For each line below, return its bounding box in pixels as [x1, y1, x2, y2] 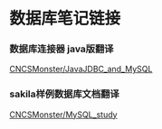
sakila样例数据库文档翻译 [9, 88, 119, 100]
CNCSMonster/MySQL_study [9, 109, 118, 120]
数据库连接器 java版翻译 [9, 42, 114, 55]
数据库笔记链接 [9, 8, 121, 29]
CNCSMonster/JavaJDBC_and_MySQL [9, 64, 153, 75]
